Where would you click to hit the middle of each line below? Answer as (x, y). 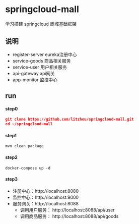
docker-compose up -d (28, 168)
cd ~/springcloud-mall (29, 124)
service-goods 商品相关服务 (42, 61)
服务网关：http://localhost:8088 (46, 203)
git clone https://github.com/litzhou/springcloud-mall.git (70, 120)
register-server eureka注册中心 (45, 54)
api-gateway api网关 (34, 73)
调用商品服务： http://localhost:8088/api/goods (69, 216)
